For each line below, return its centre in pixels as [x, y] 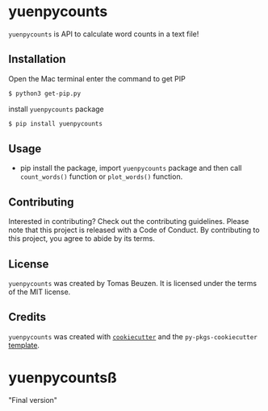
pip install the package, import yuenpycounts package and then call [131, 168]
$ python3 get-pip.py [45, 93]
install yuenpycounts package [56, 109]
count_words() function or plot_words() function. [101, 176]
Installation [37, 59]
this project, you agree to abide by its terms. [82, 239]
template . [24, 345]
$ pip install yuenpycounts [56, 123]
